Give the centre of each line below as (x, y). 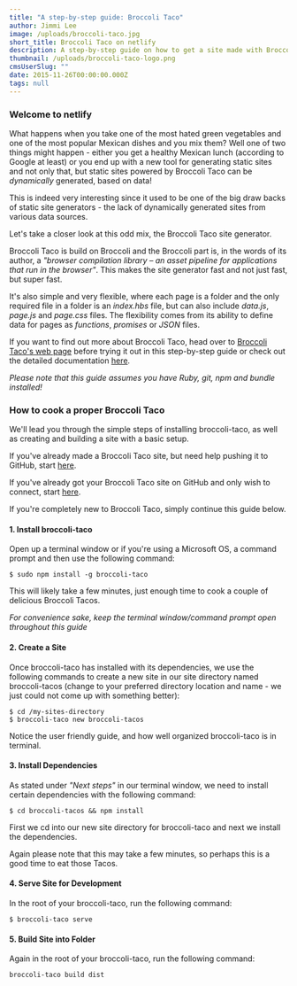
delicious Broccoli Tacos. (55, 601)
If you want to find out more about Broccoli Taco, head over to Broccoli (138, 341)
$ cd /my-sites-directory (57, 711)
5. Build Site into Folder (52, 939)
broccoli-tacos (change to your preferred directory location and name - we (145, 686)
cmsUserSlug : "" (39, 67)
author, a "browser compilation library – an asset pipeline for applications (143, 260)
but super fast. (36, 279)
